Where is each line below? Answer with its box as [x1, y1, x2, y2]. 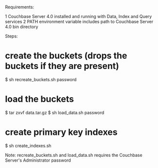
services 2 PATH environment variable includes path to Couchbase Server [5, 19, 154, 24]
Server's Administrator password [5, 157, 71, 163]
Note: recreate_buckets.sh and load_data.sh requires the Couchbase [5, 152, 142, 158]
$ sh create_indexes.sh [5, 143, 52, 149]
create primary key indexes [5, 127, 118, 138]
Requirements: [5, 4, 34, 10]
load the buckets [5, 94, 74, 105]
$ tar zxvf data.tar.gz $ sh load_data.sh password [5, 109, 105, 116]
